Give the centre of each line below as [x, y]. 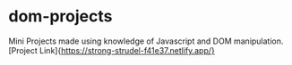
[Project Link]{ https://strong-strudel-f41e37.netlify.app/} [112, 50]
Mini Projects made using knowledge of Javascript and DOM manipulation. [146, 41]
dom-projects [60, 16]
